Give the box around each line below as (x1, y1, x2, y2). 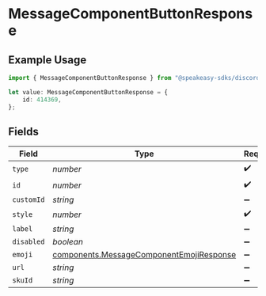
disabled (12, 237, 45, 246)
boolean (52, 237, 83, 248)
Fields (8, 124, 40, 139)
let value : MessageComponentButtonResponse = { (8, 88, 169, 96)
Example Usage (8, 53, 87, 66)
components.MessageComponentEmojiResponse (52, 249, 237, 260)
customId (12, 195, 45, 204)
